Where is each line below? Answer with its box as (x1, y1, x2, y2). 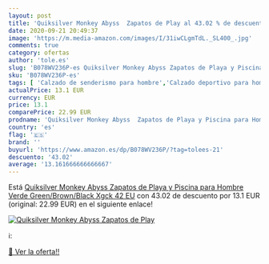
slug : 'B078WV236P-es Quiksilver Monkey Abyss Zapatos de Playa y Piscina (8, 64, 263, 72)
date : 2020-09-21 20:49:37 (8, 26, 98, 34)
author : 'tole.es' (8, 57, 70, 65)
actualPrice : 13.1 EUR (8, 86, 84, 94)
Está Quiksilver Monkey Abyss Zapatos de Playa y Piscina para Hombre (8, 182, 244, 192)
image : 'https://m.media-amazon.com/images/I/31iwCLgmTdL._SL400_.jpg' (8, 34, 252, 42)
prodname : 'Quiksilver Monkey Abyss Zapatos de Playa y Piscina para (8, 116, 249, 124)
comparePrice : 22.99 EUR (8, 109, 91, 117)
